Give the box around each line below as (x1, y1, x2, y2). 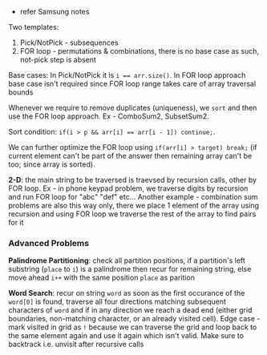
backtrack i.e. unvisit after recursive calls (8, 340, 144, 349)
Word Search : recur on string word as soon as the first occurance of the (8, 288, 245, 298)
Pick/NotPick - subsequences (19, 38, 119, 47)
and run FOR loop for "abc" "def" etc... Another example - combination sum (8, 192, 258, 201)
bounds (8, 87, 34, 97)
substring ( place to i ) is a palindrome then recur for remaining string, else (8, 264, 252, 274)
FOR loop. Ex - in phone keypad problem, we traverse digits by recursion (8, 184, 249, 193)
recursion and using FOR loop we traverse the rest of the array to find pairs (8, 209, 257, 219)
